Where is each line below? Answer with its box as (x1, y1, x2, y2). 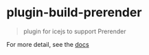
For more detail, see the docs (6, 40, 90, 48)
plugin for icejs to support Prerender (23, 27, 126, 35)
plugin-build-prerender (6, 5, 142, 20)
